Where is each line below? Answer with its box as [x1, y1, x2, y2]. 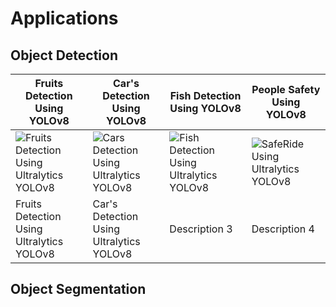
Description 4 [251, 222, 315, 236]
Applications [10, 7, 119, 30]
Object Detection [10, 47, 118, 64]
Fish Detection [169, 89, 242, 102]
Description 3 [169, 222, 233, 236]
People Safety [251, 83, 321, 96]
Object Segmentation [10, 281, 147, 298]
